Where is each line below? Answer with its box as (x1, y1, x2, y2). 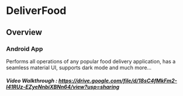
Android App (6, 45, 43, 53)
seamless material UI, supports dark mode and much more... (6, 64, 152, 71)
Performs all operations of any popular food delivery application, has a (6, 58, 176, 65)
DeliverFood (6, 4, 67, 17)
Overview (6, 27, 43, 37)
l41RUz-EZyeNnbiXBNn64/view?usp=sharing (6, 83, 120, 91)
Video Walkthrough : (6, 77, 57, 84)
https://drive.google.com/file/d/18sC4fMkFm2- (58, 77, 177, 84)
